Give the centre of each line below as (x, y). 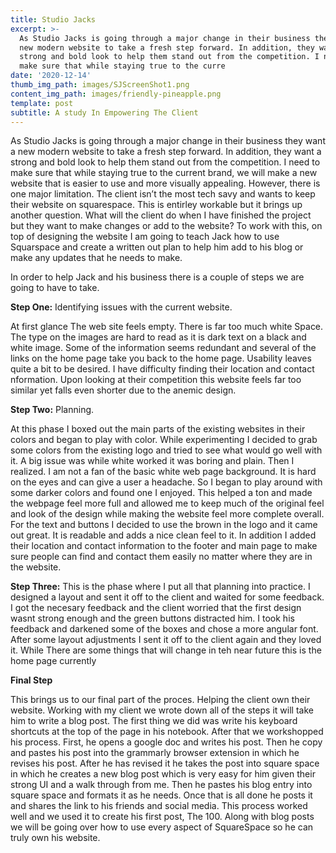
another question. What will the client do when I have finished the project (161, 215)
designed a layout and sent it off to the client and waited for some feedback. (167, 597)
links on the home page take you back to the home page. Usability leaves (161, 358)
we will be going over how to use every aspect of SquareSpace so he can (162, 827)
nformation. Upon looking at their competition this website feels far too (156, 380)
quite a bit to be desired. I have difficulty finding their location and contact (162, 369)
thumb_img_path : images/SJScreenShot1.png (100, 85)
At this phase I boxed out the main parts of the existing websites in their (158, 429)
